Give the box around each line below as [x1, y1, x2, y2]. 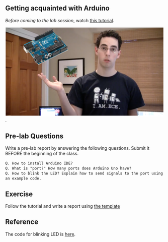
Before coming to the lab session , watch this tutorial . [5, 17, 115, 23]
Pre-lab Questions [5, 132, 64, 140]
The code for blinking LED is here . [5, 231, 76, 237]
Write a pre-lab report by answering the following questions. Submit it [5, 145, 150, 151]
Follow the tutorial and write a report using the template [5, 203, 120, 209]
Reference [5, 218, 39, 226]
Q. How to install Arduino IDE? [5, 161, 73, 166]
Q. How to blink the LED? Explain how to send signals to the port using [5, 171, 163, 176]
